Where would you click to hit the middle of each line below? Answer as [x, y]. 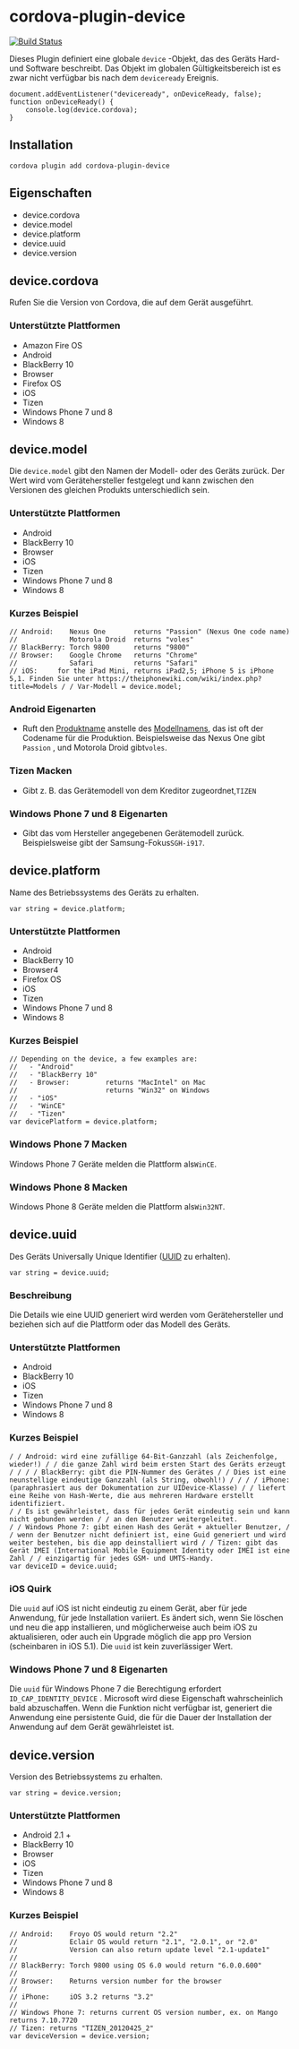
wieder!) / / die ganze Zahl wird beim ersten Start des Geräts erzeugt [148, 1464]
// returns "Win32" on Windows [110, 1090]
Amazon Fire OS [52, 345]
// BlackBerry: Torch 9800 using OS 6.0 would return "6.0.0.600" [136, 1965]
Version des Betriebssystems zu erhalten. [86, 1777]
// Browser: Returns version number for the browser [115, 1981]
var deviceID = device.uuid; [64, 1566]
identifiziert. [38, 1503]
